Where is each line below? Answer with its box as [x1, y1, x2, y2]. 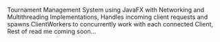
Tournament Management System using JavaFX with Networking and [7, 6, 205, 14]
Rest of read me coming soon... [7, 27, 97, 35]
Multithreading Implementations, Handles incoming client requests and [7, 13, 208, 21]
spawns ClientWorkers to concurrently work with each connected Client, [7, 20, 214, 28]
